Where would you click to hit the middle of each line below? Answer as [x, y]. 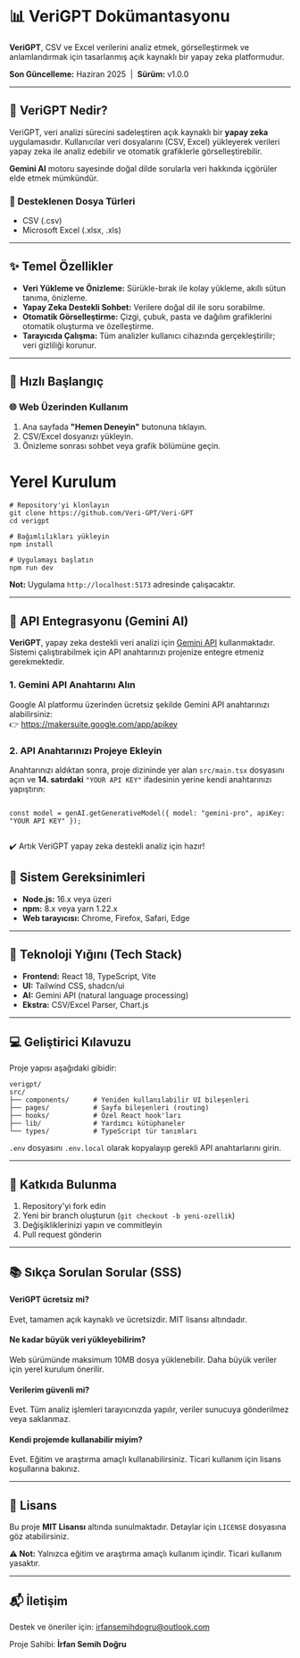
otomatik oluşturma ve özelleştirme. [88, 326]
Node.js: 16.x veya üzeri [67, 899]
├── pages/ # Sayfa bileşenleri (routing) [109, 1108]
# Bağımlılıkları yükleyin [59, 537]
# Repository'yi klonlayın [59, 505]
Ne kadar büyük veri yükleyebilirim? [78, 1340]
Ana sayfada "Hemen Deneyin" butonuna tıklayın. [114, 427]
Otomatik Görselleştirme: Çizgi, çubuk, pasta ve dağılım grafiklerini [147, 317]
